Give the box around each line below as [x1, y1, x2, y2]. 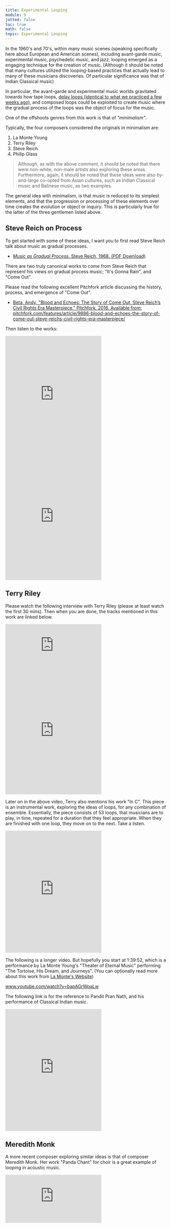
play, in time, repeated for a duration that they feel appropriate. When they [5, 815, 162, 821]
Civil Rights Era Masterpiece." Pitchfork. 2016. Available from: [12, 304, 142, 311]
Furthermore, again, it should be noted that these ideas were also [17, 172, 156, 178]
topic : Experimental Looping [5, 31, 68, 36]
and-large [17, 177, 39, 183]
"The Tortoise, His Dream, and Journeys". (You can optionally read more [5, 967, 158, 974]
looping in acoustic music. [5, 1165, 60, 1171]
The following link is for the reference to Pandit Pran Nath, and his [5, 993, 144, 999]
